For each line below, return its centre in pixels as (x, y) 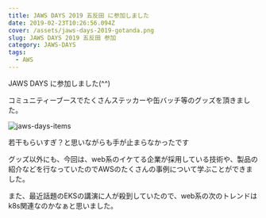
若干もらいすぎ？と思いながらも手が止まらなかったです (98, 142)
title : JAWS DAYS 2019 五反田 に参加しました (79, 15)
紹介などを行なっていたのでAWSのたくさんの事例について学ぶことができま (131, 169)
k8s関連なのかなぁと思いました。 (63, 205)
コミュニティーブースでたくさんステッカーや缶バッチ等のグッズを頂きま (126, 100)
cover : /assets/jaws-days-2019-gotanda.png (81, 30)
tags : (17, 52)
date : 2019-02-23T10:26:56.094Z (62, 23)
